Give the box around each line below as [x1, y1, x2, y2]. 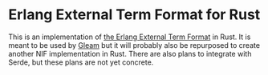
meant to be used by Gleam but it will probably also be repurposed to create [8, 40, 261, 49]
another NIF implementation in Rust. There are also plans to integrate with [8, 49, 252, 58]
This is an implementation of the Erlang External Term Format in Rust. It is [8, 32, 251, 41]
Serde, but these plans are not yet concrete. [8, 57, 154, 67]
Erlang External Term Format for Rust [8, 6, 261, 24]
